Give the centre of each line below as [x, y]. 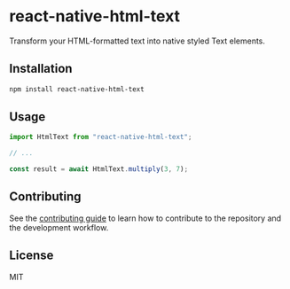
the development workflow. [59, 227]
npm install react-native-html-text [77, 89]
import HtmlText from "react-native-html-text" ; [101, 137]
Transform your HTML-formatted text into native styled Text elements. [137, 41]
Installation [41, 69]
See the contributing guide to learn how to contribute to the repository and [145, 218]
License [31, 256]
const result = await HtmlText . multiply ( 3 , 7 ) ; [99, 169]
